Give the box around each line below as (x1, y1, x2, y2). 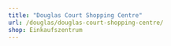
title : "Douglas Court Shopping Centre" (8, 11, 143, 19)
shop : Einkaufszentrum (8, 26, 83, 34)
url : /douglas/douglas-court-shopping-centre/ (8, 19, 164, 27)
